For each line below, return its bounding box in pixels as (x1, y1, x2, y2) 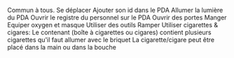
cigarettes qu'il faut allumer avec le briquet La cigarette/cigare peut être (7, 36, 215, 44)
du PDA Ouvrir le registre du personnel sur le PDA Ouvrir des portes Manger (7, 13, 227, 22)
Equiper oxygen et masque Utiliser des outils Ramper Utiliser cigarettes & (7, 21, 219, 29)
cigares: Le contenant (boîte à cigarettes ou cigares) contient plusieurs (7, 28, 212, 36)
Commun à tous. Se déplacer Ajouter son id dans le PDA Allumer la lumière (7, 6, 223, 14)
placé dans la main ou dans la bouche (7, 43, 117, 51)
